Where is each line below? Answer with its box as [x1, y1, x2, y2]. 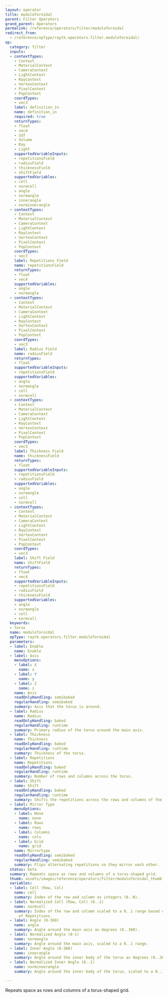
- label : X [14, 663, 37, 668]
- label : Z [14, 681, 37, 686]
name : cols [18, 834, 41, 840]
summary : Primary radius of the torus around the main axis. [14, 728, 144, 733]
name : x [18, 667, 35, 672]
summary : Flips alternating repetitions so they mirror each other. [14, 862, 160, 867]
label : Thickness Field [14, 449, 64, 454]
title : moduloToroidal [5, 12, 52, 17]
